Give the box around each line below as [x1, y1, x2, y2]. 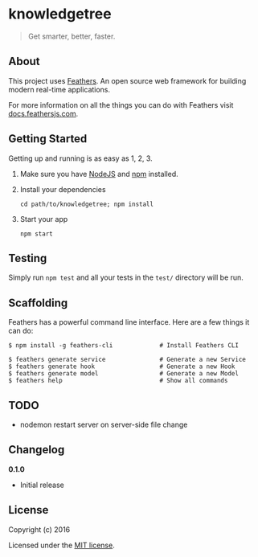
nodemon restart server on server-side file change [19, 420, 188, 429]
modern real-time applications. [8, 84, 111, 94]
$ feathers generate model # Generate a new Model [8, 370, 240, 378]
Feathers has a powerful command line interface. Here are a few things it [8, 317, 250, 327]
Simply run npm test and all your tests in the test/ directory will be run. [8, 272, 244, 282]
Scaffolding [8, 296, 68, 309]
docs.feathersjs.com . [8, 109, 79, 118]
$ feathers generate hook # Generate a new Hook [8, 362, 235, 371]
